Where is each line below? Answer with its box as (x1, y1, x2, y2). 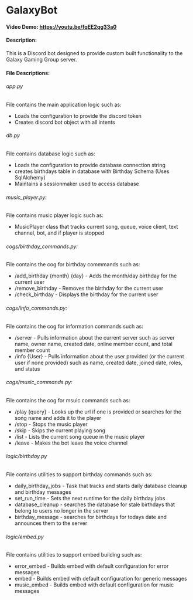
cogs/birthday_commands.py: (6, 243, 78, 250)
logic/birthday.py (6, 453, 47, 460)
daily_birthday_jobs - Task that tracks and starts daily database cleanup (14, 482, 188, 489)
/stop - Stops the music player (14, 421, 88, 428)
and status (14, 365, 40, 372)
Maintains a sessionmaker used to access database (14, 180, 139, 187)
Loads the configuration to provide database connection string (14, 161, 166, 168)
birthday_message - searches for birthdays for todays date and (14, 514, 167, 520)
